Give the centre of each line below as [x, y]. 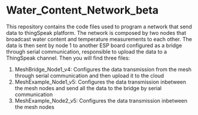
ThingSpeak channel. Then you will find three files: [68, 58]
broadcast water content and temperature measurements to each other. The [99, 39]
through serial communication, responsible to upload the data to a [87, 51]
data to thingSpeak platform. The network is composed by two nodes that [96, 32]
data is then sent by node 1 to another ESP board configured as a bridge [94, 45]
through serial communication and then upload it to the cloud [89, 75]
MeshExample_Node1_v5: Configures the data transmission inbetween [100, 82]
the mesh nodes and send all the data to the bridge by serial [88, 88]
